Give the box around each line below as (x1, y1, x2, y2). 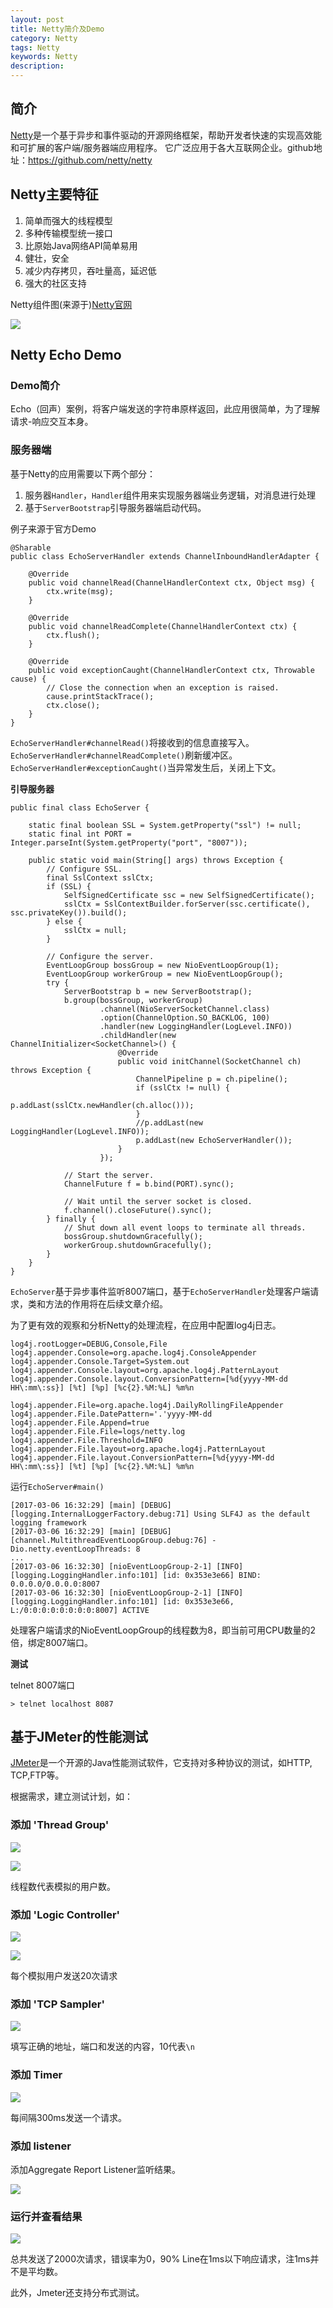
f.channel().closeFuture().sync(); (63, 1205, 213, 1215)
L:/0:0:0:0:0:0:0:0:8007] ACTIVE (10, 1605, 150, 1615)
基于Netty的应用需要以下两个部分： (10, 467, 157, 480)
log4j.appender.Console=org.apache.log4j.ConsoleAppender (10, 1347, 257, 1358)
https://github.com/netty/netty (28, 154, 153, 166)
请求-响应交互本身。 (10, 416, 94, 428)
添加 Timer (10, 2068, 63, 2082)
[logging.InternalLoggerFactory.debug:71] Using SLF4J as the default (10, 1509, 311, 1519)
